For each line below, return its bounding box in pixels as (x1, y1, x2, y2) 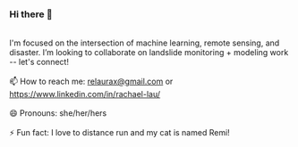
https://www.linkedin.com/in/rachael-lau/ (9, 89, 161, 100)
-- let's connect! (9, 57, 70, 68)
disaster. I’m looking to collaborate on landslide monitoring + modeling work (9, 47, 289, 58)
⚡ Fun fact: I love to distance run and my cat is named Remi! (9, 127, 230, 138)
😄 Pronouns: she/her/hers (9, 108, 107, 118)
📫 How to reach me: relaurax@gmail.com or (9, 76, 174, 87)
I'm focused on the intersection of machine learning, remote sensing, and (9, 37, 280, 48)
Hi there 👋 (9, 8, 54, 20)
